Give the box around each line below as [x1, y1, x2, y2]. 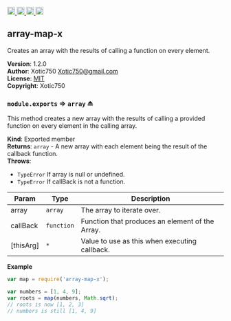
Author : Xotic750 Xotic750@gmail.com [7, 67, 118, 75]
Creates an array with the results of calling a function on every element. [7, 46, 210, 54]
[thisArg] [10, 241, 40, 250]
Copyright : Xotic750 [7, 81, 65, 89]
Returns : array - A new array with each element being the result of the [7, 142, 208, 151]
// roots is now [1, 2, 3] [7, 301, 85, 308]
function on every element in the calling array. [7, 122, 137, 130]
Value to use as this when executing [80, 236, 197, 246]
